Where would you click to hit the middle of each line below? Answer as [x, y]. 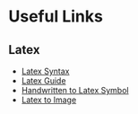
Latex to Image [49, 100]
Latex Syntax [45, 71]
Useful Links [56, 17]
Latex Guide [43, 81]
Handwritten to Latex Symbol [75, 90]
